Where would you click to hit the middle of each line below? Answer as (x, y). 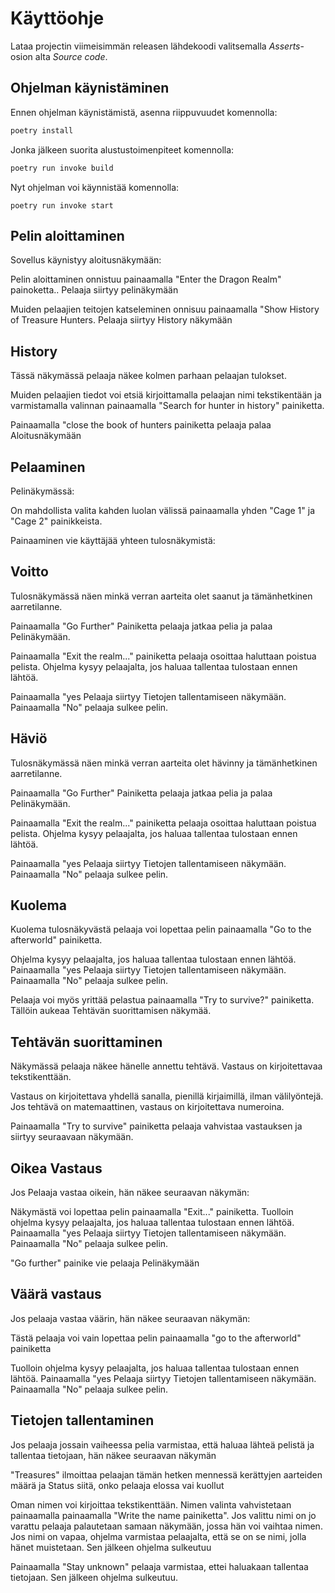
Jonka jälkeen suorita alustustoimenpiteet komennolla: (122, 149)
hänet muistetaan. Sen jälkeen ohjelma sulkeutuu (111, 1547)
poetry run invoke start (62, 205)
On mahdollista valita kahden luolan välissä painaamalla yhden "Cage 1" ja (163, 510)
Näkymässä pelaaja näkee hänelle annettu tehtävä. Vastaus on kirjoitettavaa (166, 1066)
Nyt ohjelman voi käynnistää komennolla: (95, 187)
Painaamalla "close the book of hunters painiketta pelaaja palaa (141, 425)
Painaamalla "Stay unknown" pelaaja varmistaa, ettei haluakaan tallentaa (159, 1566)
